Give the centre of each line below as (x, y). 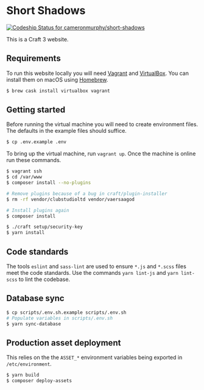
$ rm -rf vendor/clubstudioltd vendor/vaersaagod (71, 199)
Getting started (36, 110)
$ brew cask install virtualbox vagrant (58, 91)
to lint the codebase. (44, 279)
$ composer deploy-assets (39, 381)
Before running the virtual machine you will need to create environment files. (102, 124)
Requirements (33, 58)
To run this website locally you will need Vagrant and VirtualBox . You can (97, 73)
